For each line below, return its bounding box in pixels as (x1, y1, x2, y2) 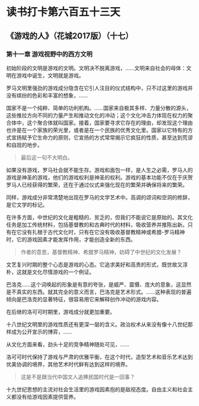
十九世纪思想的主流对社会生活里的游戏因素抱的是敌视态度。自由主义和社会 (6, 385, 188, 393)
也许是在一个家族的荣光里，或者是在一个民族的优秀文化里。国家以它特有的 (6, 126, 188, 134)
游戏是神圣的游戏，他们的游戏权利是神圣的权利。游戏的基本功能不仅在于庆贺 (6, 174, 193, 181)
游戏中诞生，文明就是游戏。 (16, 72, 84, 79)
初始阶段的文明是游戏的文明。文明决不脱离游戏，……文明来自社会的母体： (6, 64, 187, 72)
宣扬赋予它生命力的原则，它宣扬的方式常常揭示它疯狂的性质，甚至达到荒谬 (11, 134, 193, 141)
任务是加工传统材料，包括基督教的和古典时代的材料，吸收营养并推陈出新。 (6, 221, 188, 228)
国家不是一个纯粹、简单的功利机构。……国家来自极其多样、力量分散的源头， (6, 104, 192, 111)
